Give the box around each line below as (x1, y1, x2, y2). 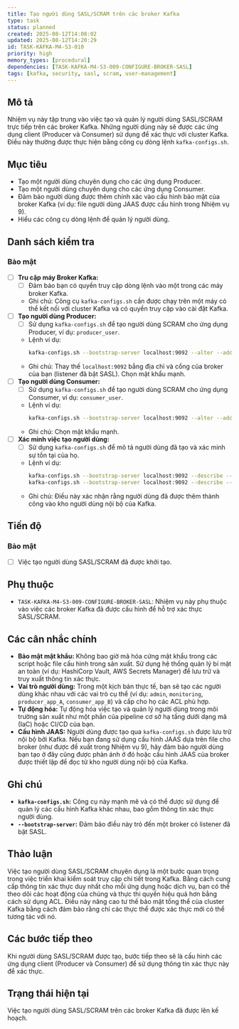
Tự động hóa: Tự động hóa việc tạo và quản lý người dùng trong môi (17, 705, 218, 713)
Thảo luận (7, 848, 53, 860)
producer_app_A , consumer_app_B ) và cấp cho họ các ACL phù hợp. (17, 698, 211, 706)
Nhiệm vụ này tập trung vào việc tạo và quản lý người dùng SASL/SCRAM (7, 115, 223, 124)
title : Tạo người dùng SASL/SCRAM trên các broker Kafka (7, 10, 180, 18)
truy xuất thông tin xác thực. (17, 675, 101, 683)
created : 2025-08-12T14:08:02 (7, 30, 97, 38)
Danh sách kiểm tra (7, 235, 95, 247)
